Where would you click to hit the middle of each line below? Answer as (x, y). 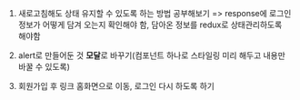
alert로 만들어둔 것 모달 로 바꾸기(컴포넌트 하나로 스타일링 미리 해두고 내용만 (152, 55)
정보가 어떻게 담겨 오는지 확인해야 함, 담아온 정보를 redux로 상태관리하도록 (150, 25)
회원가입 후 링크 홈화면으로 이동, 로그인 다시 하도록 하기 (116, 86)
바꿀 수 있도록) (44, 67)
